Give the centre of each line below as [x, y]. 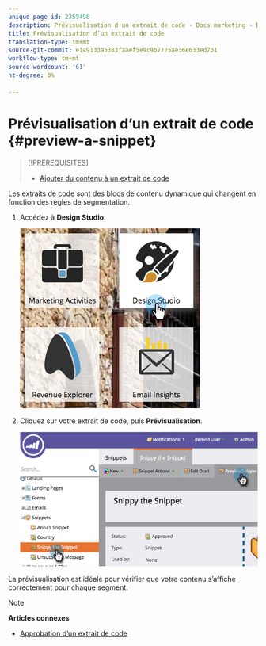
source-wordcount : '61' [47, 67]
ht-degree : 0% [32, 75]
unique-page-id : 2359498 [49, 17]
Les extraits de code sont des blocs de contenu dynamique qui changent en [132, 193]
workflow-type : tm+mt [44, 59]
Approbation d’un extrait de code [74, 633]
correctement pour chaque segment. [68, 587]
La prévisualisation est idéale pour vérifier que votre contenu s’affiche [122, 579]
